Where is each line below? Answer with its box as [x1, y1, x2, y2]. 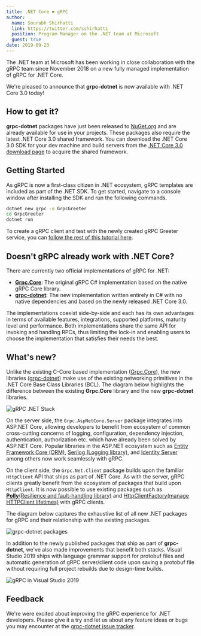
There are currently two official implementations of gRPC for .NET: [6, 267, 170, 274]
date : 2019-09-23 [6, 43, 50, 49]
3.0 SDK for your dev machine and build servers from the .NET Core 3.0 [6, 141, 184, 149]
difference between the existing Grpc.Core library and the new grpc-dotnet [6, 387, 194, 394]
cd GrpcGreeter [6, 211, 44, 217]
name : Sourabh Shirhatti [11, 20, 74, 26]
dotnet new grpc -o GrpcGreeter [6, 205, 87, 211]
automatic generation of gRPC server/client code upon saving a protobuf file [6, 558, 194, 566]
